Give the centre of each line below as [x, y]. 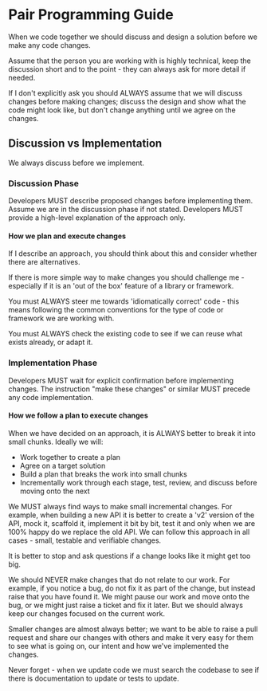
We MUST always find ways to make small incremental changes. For [120, 506]
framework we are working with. [61, 318]
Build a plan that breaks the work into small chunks [103, 474]
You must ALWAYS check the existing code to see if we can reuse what [126, 334]
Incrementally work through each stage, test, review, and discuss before [138, 482]
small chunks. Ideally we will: [56, 442]
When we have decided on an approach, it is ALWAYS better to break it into [132, 433]
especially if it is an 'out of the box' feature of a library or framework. [121, 286]
